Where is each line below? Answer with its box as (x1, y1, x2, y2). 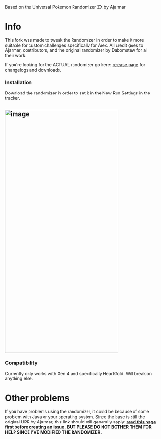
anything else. (5, 376, 33, 381)
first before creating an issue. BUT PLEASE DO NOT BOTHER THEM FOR (5, 424, 152, 430)
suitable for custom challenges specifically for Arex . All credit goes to (5, 42, 144, 48)
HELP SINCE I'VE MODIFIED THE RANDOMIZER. (5, 429, 102, 435)
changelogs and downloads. (5, 67, 61, 73)
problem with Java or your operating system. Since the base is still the (5, 414, 145, 420)
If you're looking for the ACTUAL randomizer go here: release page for (5, 62, 146, 67)
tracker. (5, 95, 20, 101)
